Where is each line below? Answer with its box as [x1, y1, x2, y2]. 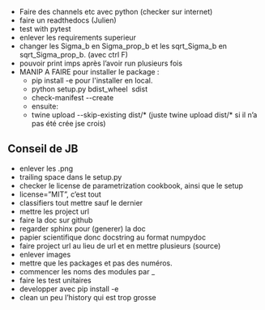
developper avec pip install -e [19, 283, 119, 294]
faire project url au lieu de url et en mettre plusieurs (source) [19, 240, 221, 250]
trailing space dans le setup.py [19, 172, 122, 181]
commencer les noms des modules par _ [19, 266, 156, 276]
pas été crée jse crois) [31, 119, 106, 128]
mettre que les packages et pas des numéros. [19, 258, 173, 268]
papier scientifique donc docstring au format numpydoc [19, 232, 207, 242]
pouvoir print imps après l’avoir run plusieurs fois [19, 58, 183, 68]
